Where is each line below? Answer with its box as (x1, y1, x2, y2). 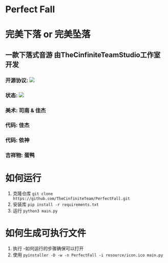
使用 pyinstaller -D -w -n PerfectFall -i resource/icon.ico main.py (12, 252, 163, 258)
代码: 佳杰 (5, 122, 30, 129)
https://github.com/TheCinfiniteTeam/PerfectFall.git (12, 196, 130, 202)
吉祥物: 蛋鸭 (5, 152, 35, 159)
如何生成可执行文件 (5, 228, 87, 239)
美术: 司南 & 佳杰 (5, 106, 46, 114)
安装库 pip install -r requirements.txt (12, 201, 99, 208)
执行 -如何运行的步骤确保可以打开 (12, 246, 84, 252)
